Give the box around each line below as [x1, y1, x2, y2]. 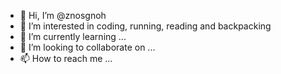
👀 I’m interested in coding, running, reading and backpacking [19, 20, 272, 32]
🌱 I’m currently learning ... [19, 31, 127, 42]
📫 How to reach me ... [19, 53, 113, 64]
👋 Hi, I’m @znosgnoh [19, 10, 107, 21]
